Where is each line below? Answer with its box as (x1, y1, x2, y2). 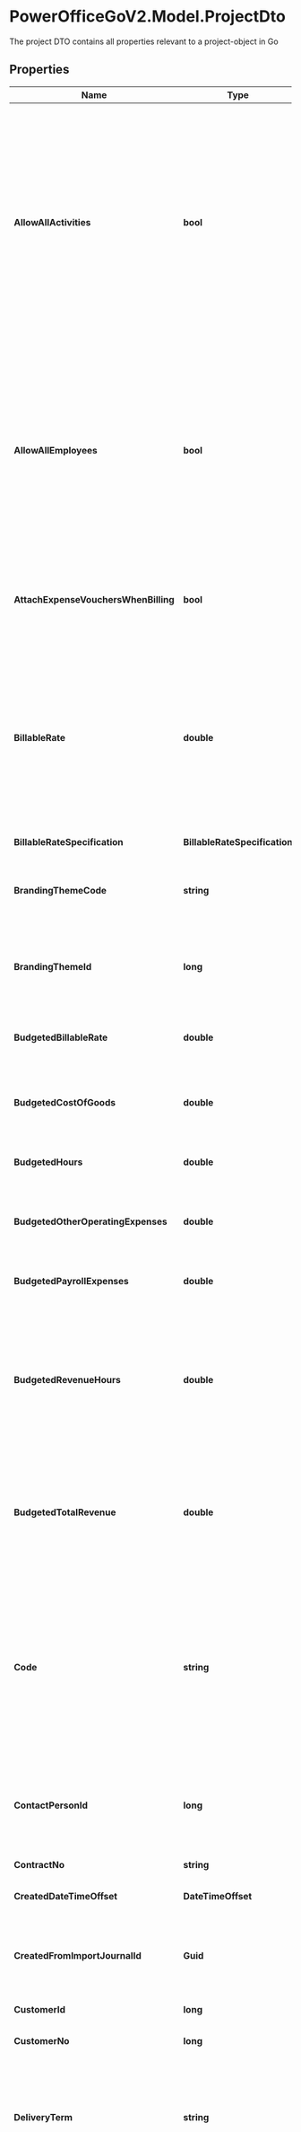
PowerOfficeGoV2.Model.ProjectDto (9, 6, 287, 27)
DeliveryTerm (13, 2110, 73, 2123)
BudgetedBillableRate (13, 1031, 108, 1044)
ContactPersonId (13, 1799, 88, 1811)
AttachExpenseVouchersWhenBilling (13, 593, 175, 605)
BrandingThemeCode (13, 884, 107, 896)
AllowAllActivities (13, 216, 91, 228)
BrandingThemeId (13, 960, 92, 973)
